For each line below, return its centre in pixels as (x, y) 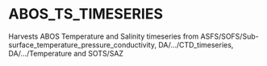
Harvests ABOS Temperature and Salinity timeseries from (104, 36)
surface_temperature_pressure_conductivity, (83, 44)
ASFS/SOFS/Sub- (230, 36)
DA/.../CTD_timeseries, (196, 44)
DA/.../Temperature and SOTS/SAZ (66, 53)
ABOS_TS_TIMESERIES (86, 14)
